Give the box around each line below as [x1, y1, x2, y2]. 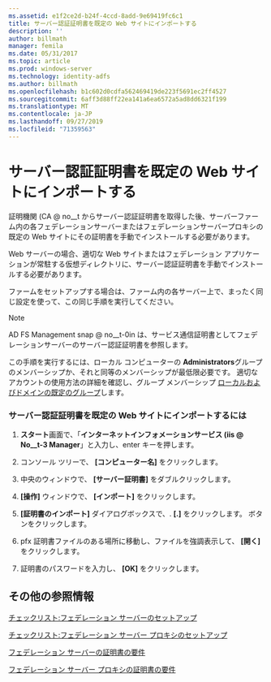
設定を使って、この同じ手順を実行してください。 [15, 296, 179, 306]
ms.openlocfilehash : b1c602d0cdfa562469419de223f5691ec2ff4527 [8, 87, 227, 96]
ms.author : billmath [8, 80, 79, 88]
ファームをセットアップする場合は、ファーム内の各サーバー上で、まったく [8, 286, 256, 296]
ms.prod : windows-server [8, 65, 92, 73]
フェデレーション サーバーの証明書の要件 [8, 647, 146, 657]
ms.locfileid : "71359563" [8, 125, 96, 133]
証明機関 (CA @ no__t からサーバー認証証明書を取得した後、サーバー [8, 211, 238, 221]
